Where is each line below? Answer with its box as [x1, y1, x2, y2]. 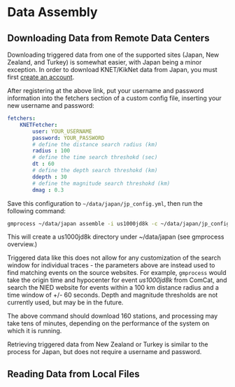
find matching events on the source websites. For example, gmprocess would [7, 269, 227, 277]
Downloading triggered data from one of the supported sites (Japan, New [7, 50, 220, 59]
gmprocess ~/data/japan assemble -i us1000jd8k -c [7, 220, 158, 227]
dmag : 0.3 [32, 186, 64, 193]
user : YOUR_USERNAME [32, 127, 92, 135]
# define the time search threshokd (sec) [32, 154, 158, 161]
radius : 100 [32, 148, 71, 155]
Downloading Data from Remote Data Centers [7, 32, 210, 44]
